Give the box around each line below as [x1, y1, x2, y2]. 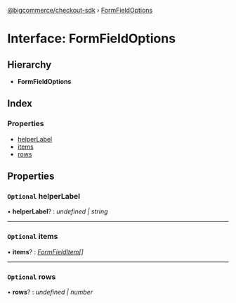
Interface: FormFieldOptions [7, 31, 176, 47]
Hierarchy [7, 58, 52, 70]
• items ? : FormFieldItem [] [7, 247, 84, 256]
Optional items [7, 232, 58, 242]
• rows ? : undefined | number [7, 287, 93, 296]
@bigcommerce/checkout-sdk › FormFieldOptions [7, 6, 153, 14]
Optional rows [7, 271, 56, 281]
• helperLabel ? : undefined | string [7, 207, 108, 216]
